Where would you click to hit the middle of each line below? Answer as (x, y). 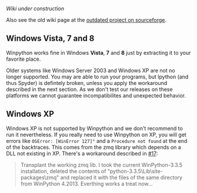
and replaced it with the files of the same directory (121, 177)
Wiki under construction (35, 9)
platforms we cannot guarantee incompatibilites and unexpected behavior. (96, 95)
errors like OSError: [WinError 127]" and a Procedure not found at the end (97, 140)
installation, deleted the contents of (63, 171)
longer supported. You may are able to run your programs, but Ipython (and (97, 77)
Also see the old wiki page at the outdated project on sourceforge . (86, 20)
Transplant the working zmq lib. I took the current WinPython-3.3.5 (101, 165)
